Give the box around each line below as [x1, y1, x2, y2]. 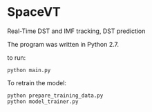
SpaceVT [7, 4, 61, 20]
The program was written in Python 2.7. [7, 40, 120, 48]
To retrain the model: [7, 78, 67, 87]
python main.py [7, 67, 51, 74]
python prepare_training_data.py [7, 92, 104, 99]
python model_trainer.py [7, 98, 79, 105]
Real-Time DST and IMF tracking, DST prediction [7, 27, 146, 35]
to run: [7, 53, 26, 62]
